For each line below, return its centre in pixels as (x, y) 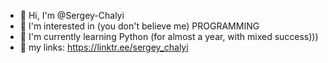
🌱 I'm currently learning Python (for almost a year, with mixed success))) (169, 36)
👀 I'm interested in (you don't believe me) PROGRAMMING (139, 26)
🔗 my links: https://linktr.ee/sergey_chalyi (104, 47)
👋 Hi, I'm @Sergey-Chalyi (72, 15)
